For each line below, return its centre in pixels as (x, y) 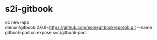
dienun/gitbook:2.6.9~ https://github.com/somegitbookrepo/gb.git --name (79, 27)
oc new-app (17, 22)
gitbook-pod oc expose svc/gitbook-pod (46, 32)
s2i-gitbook (29, 9)
